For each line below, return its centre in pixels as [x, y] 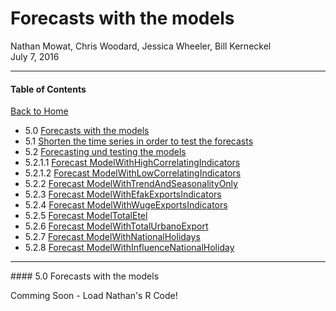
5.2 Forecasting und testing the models [105, 152]
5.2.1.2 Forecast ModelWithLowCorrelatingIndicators [133, 173]
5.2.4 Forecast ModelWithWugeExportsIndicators [126, 205]
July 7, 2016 [35, 56]
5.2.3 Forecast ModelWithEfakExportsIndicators [123, 194]
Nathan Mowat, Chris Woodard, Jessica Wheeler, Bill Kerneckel [141, 46]
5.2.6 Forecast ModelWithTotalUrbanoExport [116, 226]
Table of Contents [48, 89]
